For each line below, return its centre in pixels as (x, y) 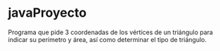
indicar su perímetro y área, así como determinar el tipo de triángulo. (107, 39)
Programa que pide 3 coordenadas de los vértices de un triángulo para (111, 32)
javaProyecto (47, 13)
